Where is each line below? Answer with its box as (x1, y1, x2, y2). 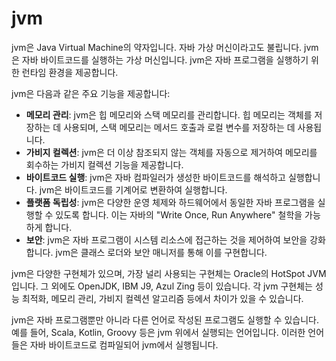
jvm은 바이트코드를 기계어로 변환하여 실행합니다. (39, 183, 228, 196)
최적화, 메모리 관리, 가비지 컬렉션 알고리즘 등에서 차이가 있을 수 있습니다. (21, 292, 304, 304)
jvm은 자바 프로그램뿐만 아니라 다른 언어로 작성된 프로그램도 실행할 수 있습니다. (11, 313, 319, 326)
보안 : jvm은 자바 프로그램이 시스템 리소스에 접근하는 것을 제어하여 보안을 (25, 233, 308, 246)
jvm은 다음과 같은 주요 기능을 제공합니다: (11, 87, 171, 99)
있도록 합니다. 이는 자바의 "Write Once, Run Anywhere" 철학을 (55, 208, 303, 221)
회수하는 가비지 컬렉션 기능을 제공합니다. (25, 158, 184, 171)
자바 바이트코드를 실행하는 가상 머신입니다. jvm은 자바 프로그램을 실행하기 (21, 53, 309, 66)
